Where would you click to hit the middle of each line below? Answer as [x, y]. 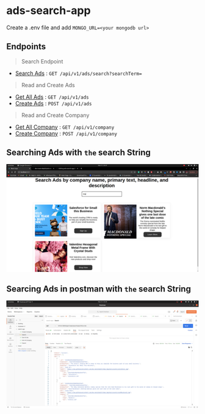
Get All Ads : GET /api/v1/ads [52, 97]
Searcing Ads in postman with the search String [99, 289]
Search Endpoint [42, 61]
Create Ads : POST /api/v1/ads [53, 103]
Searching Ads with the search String [79, 153]
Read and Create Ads [48, 85]
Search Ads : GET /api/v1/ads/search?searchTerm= [78, 73]
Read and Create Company [55, 115]
